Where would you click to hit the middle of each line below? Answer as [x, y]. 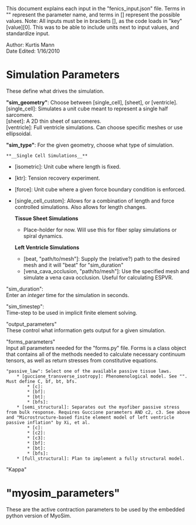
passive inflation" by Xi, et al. [48, 422]
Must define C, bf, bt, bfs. [42, 381]
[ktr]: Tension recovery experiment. [57, 178]
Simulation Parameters [63, 75]
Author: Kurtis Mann [30, 45]
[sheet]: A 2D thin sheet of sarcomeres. [54, 121]
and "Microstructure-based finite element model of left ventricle [90, 417]
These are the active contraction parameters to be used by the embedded [95, 509]
